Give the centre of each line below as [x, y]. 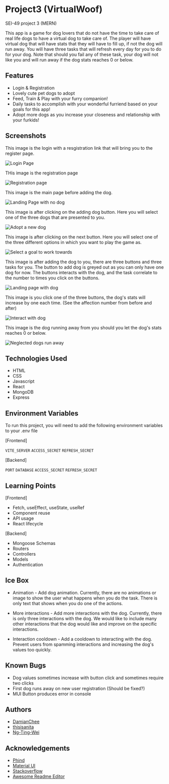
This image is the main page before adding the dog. [59, 192]
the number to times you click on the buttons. [52, 278]
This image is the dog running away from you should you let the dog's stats [83, 327]
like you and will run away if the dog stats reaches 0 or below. [69, 59]
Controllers [24, 554]
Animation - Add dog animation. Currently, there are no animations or [84, 592]
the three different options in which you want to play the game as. [74, 242]
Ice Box [17, 581]
